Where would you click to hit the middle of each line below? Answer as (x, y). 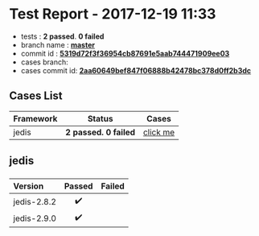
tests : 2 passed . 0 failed (62, 36)
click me (159, 132)
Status (100, 118)
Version (29, 186)
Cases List (36, 96)
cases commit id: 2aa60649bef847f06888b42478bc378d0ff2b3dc (136, 70)
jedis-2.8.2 (35, 201)
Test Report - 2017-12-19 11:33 (113, 14)
